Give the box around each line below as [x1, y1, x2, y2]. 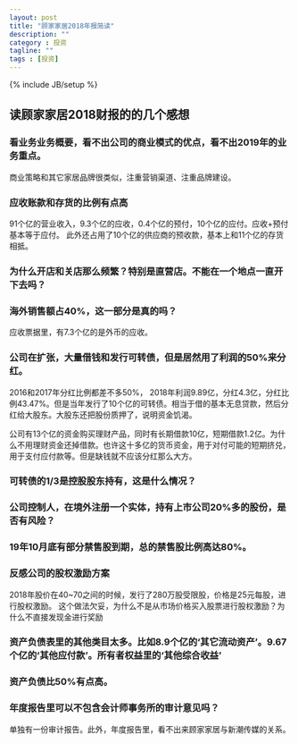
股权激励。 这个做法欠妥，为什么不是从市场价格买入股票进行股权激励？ [16, 600, 277, 611]
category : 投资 [9, 38, 67, 47]
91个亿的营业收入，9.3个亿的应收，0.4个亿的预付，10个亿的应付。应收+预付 [9, 218, 289, 229]
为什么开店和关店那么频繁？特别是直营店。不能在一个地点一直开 [9, 265, 284, 277]
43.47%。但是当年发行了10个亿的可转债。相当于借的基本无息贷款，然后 [16, 398, 281, 409]
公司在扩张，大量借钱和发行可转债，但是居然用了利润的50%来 [9, 351, 277, 364]
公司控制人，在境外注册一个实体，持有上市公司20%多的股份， [9, 502, 277, 514]
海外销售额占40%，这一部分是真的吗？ [9, 305, 178, 317]
